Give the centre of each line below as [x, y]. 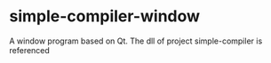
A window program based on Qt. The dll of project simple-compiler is [136, 41]
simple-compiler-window [105, 16]
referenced [30, 50]
